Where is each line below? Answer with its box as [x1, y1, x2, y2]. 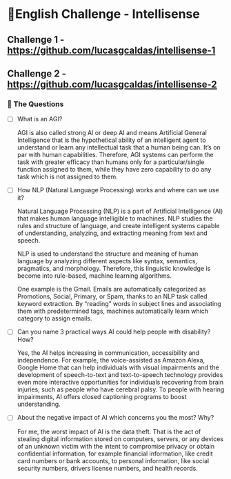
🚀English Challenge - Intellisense [7, 6, 200, 22]
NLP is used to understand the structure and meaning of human [17, 249, 199, 258]
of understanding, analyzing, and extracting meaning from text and [17, 229, 208, 237]
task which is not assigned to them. [17, 172, 119, 181]
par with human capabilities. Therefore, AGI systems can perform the [17, 151, 214, 159]
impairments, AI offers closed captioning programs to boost [17, 393, 187, 401]
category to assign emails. [17, 314, 92, 323]
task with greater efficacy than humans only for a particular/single [17, 158, 205, 166]
